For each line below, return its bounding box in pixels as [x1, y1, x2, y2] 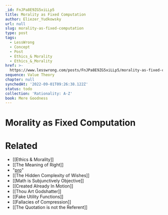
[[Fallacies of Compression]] [12, 199, 71, 205]
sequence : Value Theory [5, 72, 55, 77]
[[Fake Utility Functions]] [12, 193, 63, 200]
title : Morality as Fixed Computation [5, 12, 86, 17]
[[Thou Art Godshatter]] [12, 188, 61, 194]
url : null [5, 21, 26, 26]
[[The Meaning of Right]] [12, 162, 64, 168]
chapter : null [5, 77, 35, 82]
